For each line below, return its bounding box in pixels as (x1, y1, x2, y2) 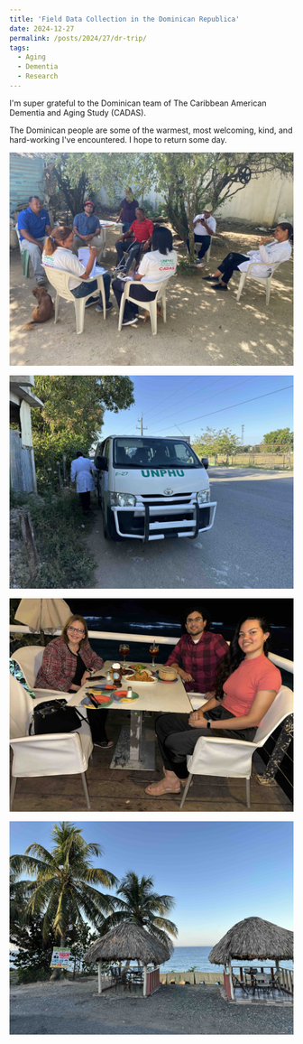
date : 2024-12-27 (9, 23, 75, 33)
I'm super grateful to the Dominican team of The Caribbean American (9, 98, 267, 108)
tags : (9, 43, 30, 52)
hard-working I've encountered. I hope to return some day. (9, 134, 227, 144)
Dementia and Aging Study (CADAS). (9, 107, 147, 117)
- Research (17, 72, 59, 81)
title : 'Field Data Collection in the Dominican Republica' (9, 14, 241, 23)
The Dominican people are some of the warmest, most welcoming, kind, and (9, 125, 293, 135)
